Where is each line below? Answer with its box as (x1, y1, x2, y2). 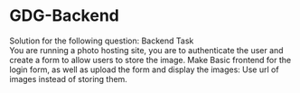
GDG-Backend (9, 5, 119, 26)
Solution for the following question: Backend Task (9, 35, 194, 46)
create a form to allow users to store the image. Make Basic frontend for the (9, 54, 292, 65)
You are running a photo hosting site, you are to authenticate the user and (9, 44, 284, 55)
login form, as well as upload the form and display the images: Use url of (9, 64, 279, 75)
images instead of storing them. (9, 73, 128, 84)
